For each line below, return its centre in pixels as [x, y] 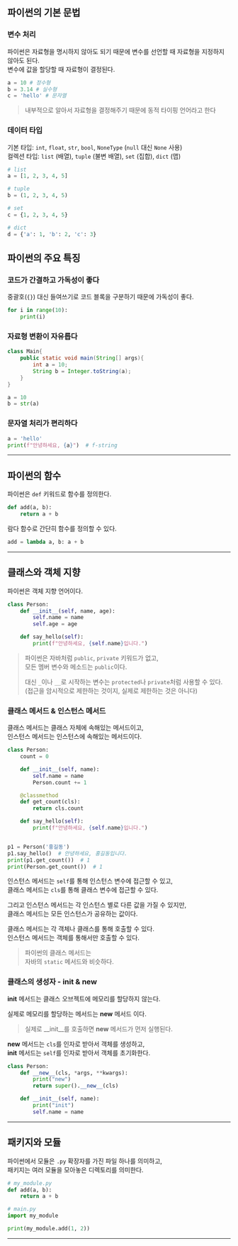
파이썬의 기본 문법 [44, 13]
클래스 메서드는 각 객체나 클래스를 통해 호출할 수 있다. [81, 929]
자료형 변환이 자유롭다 [42, 336]
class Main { [25, 352]
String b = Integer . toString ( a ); [82, 371]
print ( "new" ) [52, 1079]
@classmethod [39, 795]
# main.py [22, 1209]
